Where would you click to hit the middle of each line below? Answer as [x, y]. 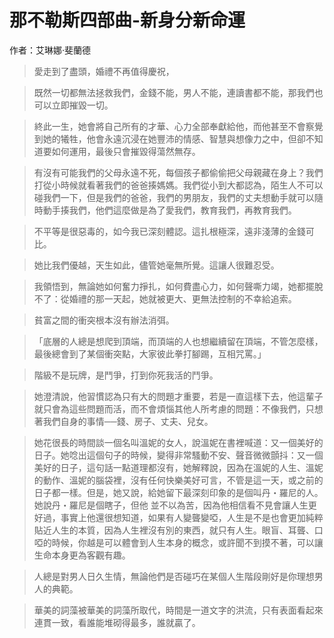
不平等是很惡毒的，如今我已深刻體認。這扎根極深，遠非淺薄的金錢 [169, 231]
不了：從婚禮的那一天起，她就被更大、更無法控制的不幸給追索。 [165, 298]
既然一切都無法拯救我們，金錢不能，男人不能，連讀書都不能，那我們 [174, 92]
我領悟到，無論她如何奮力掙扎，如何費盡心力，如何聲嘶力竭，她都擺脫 [178, 286]
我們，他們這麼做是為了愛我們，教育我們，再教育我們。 [182, 210]
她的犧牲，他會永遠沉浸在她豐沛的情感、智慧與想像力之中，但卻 [174, 138]
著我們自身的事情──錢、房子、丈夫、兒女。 [123, 421]
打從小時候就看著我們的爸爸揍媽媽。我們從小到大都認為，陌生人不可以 [178, 185]
